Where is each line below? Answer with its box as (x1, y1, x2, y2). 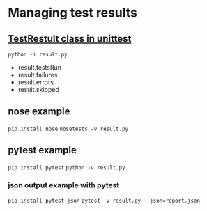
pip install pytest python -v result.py (8, 164, 125, 171)
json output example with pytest (8, 180, 120, 189)
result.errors (17, 78, 54, 86)
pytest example (8, 144, 77, 156)
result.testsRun (17, 63, 62, 71)
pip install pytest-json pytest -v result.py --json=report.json (8, 197, 201, 204)
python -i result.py (8, 51, 68, 58)
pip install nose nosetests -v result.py (8, 125, 128, 132)
